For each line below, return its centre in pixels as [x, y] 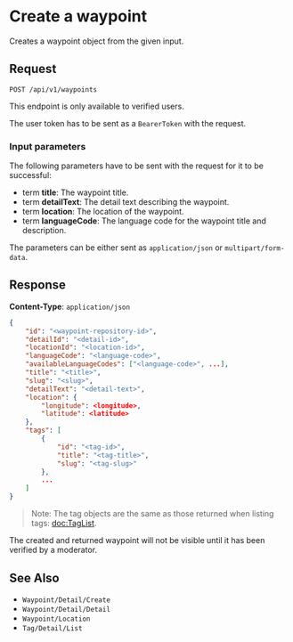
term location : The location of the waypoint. [103, 212]
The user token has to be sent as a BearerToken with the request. [128, 123]
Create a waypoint [78, 16]
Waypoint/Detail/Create [66, 600]
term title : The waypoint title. [75, 192]
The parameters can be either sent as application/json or [116, 248]
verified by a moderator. [53, 550]
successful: [30, 175]
